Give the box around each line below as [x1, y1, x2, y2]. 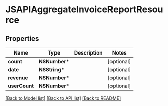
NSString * [38, 66, 65, 73]
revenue [8, 74, 28, 81]
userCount [8, 82, 34, 89]
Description [74, 49, 103, 56]
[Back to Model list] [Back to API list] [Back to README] [5, 95, 121, 101]
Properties [5, 34, 39, 43]
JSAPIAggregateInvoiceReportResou [5, 4, 163, 15]
